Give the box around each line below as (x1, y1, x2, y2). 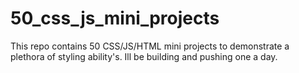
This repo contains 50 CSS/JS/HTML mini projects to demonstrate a (10, 40, 290, 52)
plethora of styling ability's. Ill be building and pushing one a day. (10, 50, 278, 62)
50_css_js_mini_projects (10, 7, 220, 30)
